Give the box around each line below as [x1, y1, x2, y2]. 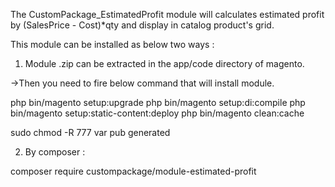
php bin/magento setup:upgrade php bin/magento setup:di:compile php [10, 97, 306, 108]
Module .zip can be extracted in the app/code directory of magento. [24, 58, 305, 69]
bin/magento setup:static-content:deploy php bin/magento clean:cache [10, 107, 305, 119]
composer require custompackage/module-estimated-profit [10, 165, 257, 177]
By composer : [24, 146, 86, 158]
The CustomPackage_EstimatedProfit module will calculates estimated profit [10, 9, 325, 20]
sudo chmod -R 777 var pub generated [10, 127, 171, 138]
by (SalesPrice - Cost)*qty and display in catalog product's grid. [10, 19, 275, 31]
